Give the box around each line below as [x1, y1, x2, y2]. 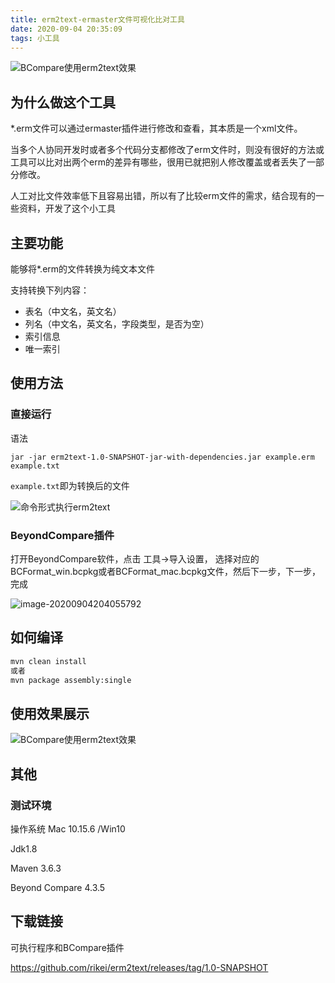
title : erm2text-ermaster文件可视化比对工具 [10, 14, 185, 25]
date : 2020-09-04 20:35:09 [10, 24, 123, 34]
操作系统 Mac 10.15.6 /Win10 [10, 822, 126, 835]
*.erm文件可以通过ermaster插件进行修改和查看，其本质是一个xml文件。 [10, 122, 303, 135]
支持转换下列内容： [10, 284, 90, 296]
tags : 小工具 [10, 33, 60, 43]
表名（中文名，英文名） [24, 306, 122, 317]
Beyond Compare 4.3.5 [10, 881, 106, 893]
